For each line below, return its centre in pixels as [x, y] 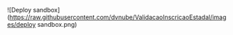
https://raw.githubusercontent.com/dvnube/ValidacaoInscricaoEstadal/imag [118, 17]
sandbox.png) [57, 24]
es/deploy [22, 24]
